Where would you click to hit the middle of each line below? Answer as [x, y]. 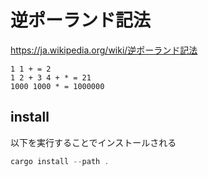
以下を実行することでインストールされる [93, 142]
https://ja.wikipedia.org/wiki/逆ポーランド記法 [104, 50]
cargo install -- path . [60, 161]
